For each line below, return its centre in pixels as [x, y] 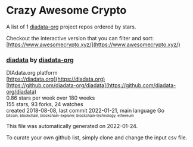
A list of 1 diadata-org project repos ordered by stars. [71, 27]
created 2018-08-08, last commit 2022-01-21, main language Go [85, 111]
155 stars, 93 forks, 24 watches [45, 104]
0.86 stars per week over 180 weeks [51, 98]
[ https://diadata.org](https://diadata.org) [56, 79]
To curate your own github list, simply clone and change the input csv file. [97, 138]
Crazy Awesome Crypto [66, 10]
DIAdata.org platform [32, 73]
